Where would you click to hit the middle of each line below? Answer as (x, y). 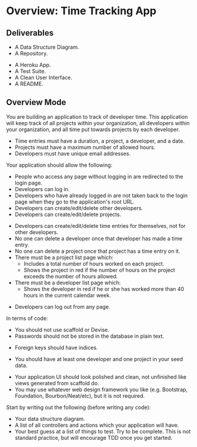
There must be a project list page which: (64, 257)
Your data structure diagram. (50, 419)
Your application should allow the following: (59, 165)
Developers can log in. (42, 189)
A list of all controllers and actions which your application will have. (97, 425)
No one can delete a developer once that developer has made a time (99, 238)
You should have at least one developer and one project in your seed (99, 359)
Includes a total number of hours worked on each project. (94, 264)
